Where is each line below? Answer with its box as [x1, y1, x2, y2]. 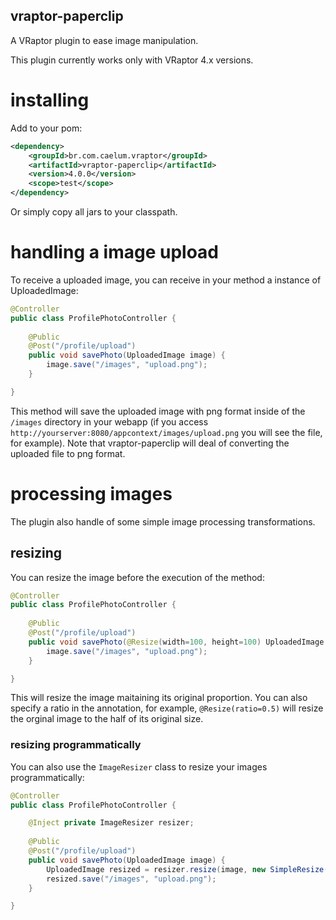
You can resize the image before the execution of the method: [10, 571, 265, 583]
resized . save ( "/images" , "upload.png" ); [46, 874, 217, 884]
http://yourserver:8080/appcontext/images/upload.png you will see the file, [10, 426, 323, 438]
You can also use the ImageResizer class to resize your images [10, 760, 268, 773]
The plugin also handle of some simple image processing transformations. [10, 515, 316, 528]
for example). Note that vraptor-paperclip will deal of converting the [10, 437, 290, 449]
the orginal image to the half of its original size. [10, 713, 204, 725]
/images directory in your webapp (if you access [10, 415, 209, 428]
